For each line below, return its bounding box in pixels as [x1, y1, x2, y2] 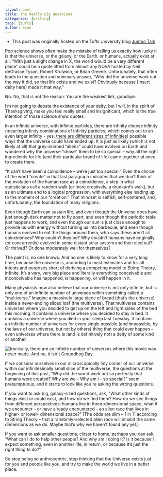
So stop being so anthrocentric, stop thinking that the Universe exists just [5, 456, 152, 462]
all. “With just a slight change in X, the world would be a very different [5, 58, 145, 64]
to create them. [5, 159, 35, 165]
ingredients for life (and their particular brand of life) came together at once [5, 154, 156, 160]
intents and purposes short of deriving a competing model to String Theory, [5, 265, 156, 271]
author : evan [5, 25, 32, 30]
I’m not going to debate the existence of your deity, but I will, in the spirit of [5, 103, 155, 109]
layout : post [5, 7, 32, 12]
